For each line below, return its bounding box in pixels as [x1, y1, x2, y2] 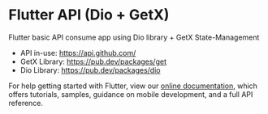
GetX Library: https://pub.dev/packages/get [19, 57, 166, 66]
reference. [8, 98, 43, 108]
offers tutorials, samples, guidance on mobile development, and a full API [8, 89, 253, 99]
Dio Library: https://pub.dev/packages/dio [19, 65, 161, 74]
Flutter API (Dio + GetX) [8, 6, 170, 24]
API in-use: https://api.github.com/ [19, 48, 136, 57]
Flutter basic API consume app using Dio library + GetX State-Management [8, 32, 260, 42]
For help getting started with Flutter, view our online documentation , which [8, 81, 258, 91]
